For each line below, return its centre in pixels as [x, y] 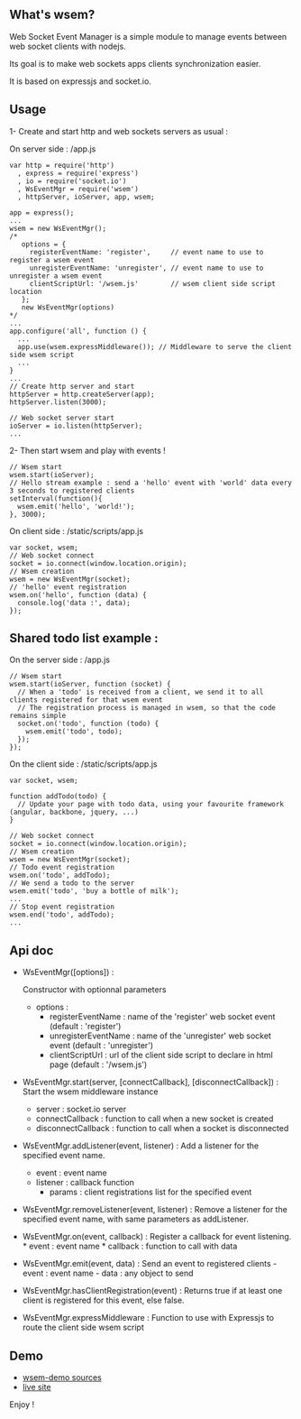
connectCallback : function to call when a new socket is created [155, 1119]
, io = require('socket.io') [72, 181]
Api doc [32, 950]
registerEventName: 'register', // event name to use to [146, 252]
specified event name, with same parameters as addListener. [136, 1219]
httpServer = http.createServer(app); [82, 394]
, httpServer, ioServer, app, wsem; [86, 197]
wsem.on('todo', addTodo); [60, 875]
